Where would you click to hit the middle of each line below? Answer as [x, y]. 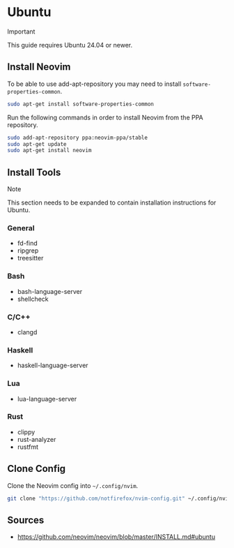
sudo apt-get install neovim [49, 151]
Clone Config [37, 469]
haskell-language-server [53, 365]
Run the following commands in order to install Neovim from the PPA [105, 117]
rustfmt [28, 447]
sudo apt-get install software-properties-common [81, 104]
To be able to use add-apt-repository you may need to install [94, 84]
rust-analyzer [37, 439]
